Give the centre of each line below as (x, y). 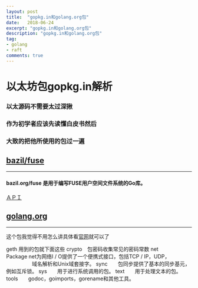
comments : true (25, 55)
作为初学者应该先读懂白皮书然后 (52, 123)
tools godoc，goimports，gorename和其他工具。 (70, 279)
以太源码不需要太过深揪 (39, 106)
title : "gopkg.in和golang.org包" (48, 17)
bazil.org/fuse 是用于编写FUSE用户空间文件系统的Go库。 (76, 183)
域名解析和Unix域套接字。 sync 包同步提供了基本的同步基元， (111, 264)
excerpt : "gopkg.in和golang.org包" (49, 28)
